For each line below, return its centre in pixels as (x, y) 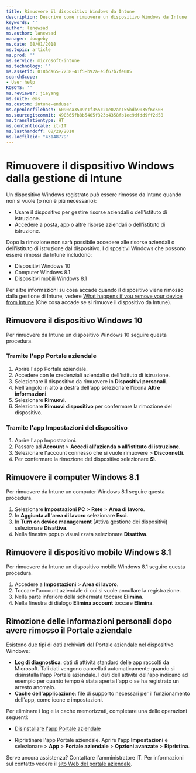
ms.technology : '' (28, 66)
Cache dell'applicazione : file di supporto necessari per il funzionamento (102, 693)
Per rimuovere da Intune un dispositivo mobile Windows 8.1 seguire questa (96, 567)
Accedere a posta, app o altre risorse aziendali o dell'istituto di (90, 224)
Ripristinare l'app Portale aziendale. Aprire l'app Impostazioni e (91, 740)
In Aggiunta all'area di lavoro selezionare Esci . (71, 515)
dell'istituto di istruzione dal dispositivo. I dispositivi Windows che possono (96, 248)
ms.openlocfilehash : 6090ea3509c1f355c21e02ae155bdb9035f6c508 (85, 110)
